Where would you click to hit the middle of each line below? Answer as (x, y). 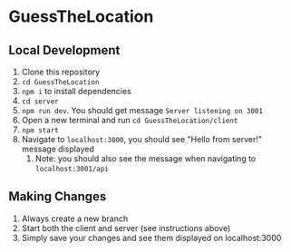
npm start (40, 131)
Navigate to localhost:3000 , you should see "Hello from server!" (141, 139)
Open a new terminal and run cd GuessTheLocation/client (130, 120)
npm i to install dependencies (77, 91)
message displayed (58, 149)
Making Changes (58, 197)
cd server (40, 102)
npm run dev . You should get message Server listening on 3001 (142, 110)
